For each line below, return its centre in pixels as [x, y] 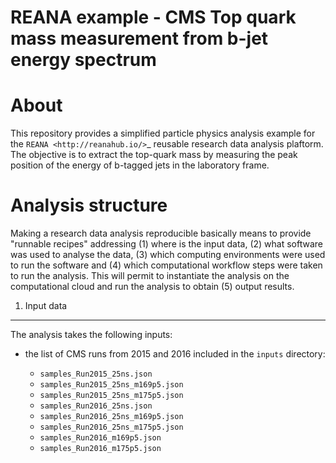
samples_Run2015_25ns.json [96, 374]
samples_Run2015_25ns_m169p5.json [111, 385]
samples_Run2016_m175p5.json [100, 449]
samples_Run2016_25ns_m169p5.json [111, 417]
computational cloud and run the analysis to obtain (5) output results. [152, 287]
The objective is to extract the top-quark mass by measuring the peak [154, 155]
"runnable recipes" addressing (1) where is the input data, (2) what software [166, 244]
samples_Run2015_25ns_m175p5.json [111, 396]
